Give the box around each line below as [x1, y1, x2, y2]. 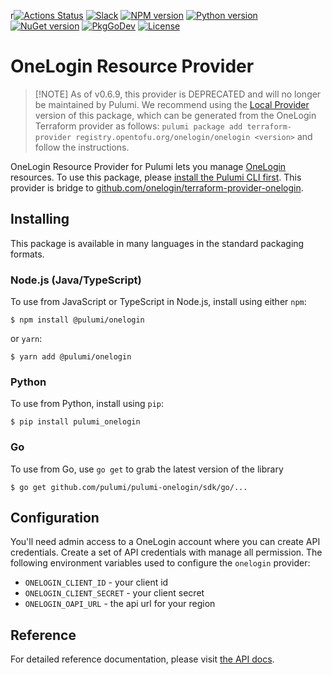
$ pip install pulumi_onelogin [10, 417, 141, 427]
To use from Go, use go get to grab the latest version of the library [10, 463, 284, 475]
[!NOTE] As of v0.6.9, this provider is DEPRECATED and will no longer [34, 88, 322, 100]
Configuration [10, 510, 100, 527]
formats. [10, 248, 45, 260]
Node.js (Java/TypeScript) [10, 273, 142, 287]
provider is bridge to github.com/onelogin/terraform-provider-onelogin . [10, 181, 304, 194]
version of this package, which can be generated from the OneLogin [34, 109, 317, 121]
